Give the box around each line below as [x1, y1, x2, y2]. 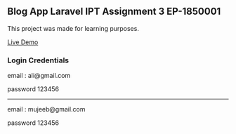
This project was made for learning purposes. [7, 24, 139, 32]
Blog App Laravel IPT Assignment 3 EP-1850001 [7, 6, 221, 18]
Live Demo [7, 38, 39, 46]
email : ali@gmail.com [7, 72, 71, 80]
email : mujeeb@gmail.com [7, 105, 86, 114]
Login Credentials [7, 55, 69, 65]
